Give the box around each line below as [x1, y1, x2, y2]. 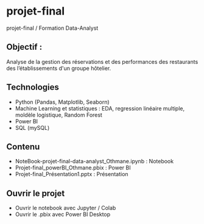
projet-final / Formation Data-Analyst [6, 24, 99, 32]
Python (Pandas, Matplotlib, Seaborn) [15, 98, 110, 106]
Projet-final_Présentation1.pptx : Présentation [15, 171, 129, 178]
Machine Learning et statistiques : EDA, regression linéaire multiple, [15, 104, 185, 112]
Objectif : [6, 42, 43, 52]
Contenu [6, 141, 40, 152]
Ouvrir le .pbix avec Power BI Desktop [15, 211, 111, 218]
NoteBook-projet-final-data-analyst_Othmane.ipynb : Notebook [15, 158, 174, 165]
